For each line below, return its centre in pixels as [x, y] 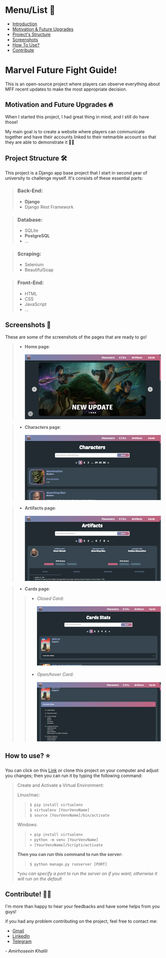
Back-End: [30, 191]
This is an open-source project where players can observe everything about [83, 84]
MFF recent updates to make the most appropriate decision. [66, 89]
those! [12, 122]
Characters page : [43, 427]
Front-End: [30, 283]
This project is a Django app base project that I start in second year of [76, 172]
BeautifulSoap [39, 270]
